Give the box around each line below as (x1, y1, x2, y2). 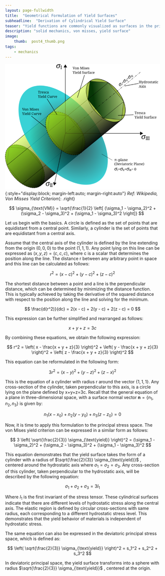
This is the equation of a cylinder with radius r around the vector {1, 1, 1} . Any (5, 378, 160, 384)
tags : (5, 44, 16, 49)
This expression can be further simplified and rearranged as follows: (5, 315, 143, 321)
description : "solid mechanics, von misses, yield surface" (5, 29, 131, 34)
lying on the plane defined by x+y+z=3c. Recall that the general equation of (5, 389, 158, 395)
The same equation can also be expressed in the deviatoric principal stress (5, 531, 157, 537)
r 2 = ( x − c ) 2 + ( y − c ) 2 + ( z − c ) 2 (50, 270, 115, 277)
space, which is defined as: (5, 536, 60, 542)
